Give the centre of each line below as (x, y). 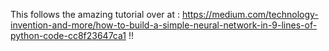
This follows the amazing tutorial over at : (95, 14)
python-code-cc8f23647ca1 (68, 35)
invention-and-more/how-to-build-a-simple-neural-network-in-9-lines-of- (164, 25)
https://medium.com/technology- (250, 14)
